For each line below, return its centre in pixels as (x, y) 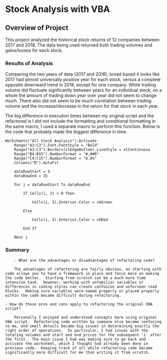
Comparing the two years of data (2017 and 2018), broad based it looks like (83, 74)
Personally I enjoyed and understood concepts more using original (85, 317)
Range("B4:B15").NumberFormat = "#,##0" (57, 154)
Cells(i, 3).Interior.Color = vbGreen (72, 202)
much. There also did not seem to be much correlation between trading (78, 101)
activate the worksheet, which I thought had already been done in (77, 343)
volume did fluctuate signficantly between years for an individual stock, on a (83, 90)
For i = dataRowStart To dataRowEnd (52, 185)
